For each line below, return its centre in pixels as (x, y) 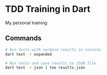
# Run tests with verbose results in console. (54, 50)
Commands (24, 38)
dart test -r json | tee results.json (45, 68)
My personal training (26, 23)
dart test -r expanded (28, 54)
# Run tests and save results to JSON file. (52, 63)
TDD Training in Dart (48, 9)
